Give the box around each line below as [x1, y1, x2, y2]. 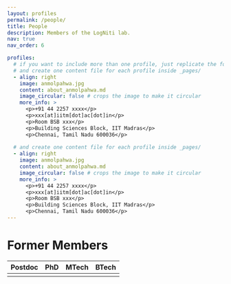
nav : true [7, 36, 36, 43]
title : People [7, 23, 48, 30]
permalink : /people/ [7, 17, 67, 23]
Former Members [7, 238, 109, 253]
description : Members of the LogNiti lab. [7, 29, 131, 36]
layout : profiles [7, 10, 57, 17]
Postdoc [10, 262, 39, 272]
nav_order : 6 [7, 42, 45, 49]
